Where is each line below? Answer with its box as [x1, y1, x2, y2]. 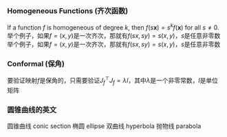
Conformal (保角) [7, 59, 65, 68]
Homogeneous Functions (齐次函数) [7, 6, 129, 15]
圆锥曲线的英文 [7, 105, 57, 114]
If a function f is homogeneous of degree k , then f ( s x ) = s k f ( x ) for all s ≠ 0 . [7, 22, 219, 32]
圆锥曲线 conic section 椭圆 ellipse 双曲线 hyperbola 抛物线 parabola [7, 122, 202, 130]
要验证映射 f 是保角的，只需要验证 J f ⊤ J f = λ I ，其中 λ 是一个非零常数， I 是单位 [7, 75, 219, 86]
